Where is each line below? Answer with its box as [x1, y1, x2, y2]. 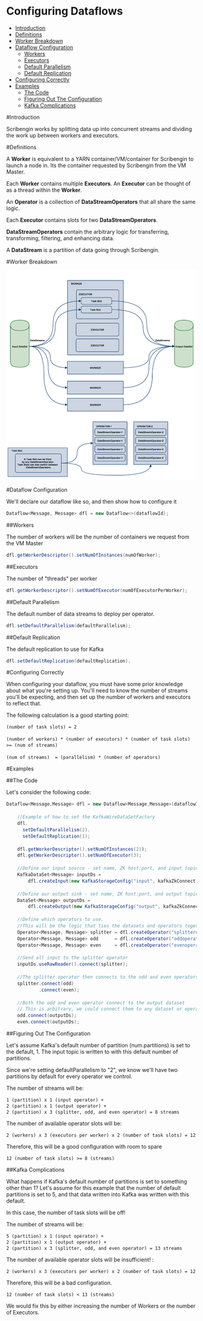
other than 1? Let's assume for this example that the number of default [6, 1184, 181, 1192]
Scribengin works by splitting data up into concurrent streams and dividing [6, 125, 192, 132]
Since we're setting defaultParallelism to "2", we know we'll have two [6, 1067, 178, 1074]
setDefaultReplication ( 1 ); [22, 833, 91, 839]
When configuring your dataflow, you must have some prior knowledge [6, 681, 183, 688]
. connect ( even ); [38, 987, 80, 993]
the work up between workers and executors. [6, 132, 120, 139]
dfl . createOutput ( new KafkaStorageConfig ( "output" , [28, 903, 161, 910]
